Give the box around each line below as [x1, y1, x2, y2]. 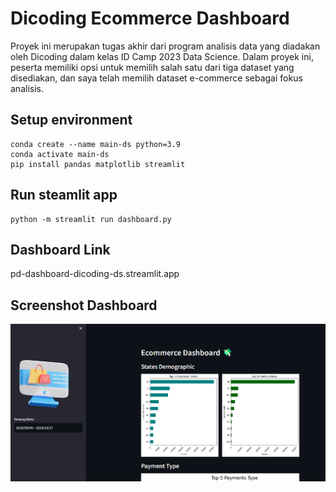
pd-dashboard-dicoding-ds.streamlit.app [10, 268, 180, 280]
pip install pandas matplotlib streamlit [10, 159, 186, 169]
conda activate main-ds [10, 149, 110, 159]
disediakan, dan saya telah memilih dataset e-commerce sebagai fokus [10, 72, 303, 84]
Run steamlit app [10, 187, 118, 204]
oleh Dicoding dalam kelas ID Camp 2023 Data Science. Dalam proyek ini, [10, 50, 314, 62]
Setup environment [10, 112, 133, 129]
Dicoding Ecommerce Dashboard [10, 7, 290, 30]
